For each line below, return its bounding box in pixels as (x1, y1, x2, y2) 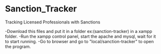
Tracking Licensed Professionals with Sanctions (5, 19, 101, 25)
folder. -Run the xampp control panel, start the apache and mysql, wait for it (5, 33, 156, 39)
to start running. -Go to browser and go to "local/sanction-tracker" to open (5, 38, 154, 44)
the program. (5, 43, 31, 49)
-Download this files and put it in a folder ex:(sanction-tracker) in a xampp (5, 28, 152, 34)
